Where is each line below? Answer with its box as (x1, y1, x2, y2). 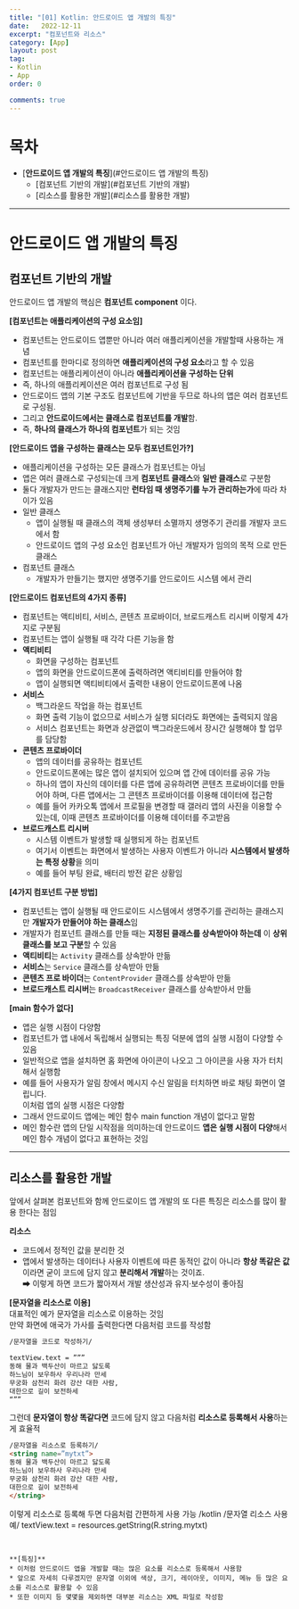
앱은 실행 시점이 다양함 (21, 1022, 101, 1033)
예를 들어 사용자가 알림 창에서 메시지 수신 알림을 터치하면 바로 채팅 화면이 (21, 1077, 277, 1089)
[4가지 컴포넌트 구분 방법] (9, 887, 98, 898)
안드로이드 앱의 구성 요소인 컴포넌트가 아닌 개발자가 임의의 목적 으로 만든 (35, 540, 287, 551)
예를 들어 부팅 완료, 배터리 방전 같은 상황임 (35, 867, 183, 879)
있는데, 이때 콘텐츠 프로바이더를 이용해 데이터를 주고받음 (35, 812, 231, 823)
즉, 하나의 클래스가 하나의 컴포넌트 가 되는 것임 (21, 424, 181, 435)
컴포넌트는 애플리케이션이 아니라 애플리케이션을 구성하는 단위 (21, 368, 234, 379)
